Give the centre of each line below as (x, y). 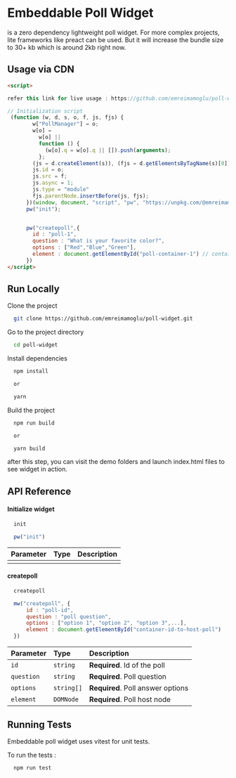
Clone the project (32, 306)
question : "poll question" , (68, 616)
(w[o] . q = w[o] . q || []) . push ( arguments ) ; (108, 150)
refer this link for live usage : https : (69, 98)
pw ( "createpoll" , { (53, 228)
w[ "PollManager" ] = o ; (66, 124)
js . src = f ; (50, 176)
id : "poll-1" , (55, 234)
